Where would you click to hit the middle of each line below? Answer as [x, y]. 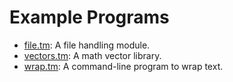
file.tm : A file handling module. [87, 45]
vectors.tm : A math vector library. [92, 55]
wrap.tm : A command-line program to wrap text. [123, 66]
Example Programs [89, 17]
